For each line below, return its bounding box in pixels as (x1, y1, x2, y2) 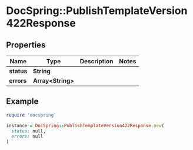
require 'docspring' (6, 112, 57, 118)
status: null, (11, 128, 46, 134)
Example (6, 97, 39, 107)
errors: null (11, 134, 44, 139)
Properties (6, 40, 46, 50)
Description (79, 57, 114, 65)
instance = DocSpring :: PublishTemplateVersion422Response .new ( (6, 122, 165, 128)
